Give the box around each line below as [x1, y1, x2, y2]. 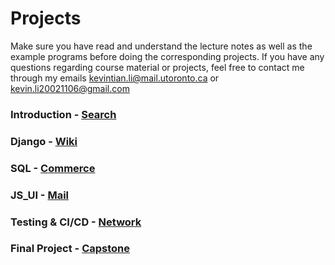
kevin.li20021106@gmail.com [10, 82, 130, 94]
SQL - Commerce [10, 161, 96, 175]
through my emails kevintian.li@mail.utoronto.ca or [10, 72, 220, 84]
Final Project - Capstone [10, 242, 130, 256]
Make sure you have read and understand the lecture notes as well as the [10, 40, 313, 52]
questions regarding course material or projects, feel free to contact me [10, 61, 305, 73]
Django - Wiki [10, 134, 78, 148]
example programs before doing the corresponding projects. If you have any [10, 50, 325, 62]
